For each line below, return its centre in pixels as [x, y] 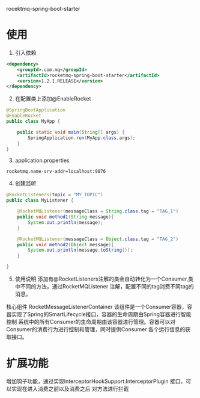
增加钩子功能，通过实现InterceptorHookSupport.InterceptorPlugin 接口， [96, 381]
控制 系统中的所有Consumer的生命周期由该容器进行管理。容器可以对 [91, 322]
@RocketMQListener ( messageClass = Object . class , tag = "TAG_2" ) [98, 239]
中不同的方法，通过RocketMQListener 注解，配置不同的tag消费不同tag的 [104, 287]
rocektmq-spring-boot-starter [43, 9]
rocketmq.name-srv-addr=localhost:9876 [56, 172]
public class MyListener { [40, 201]
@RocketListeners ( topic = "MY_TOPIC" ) [55, 195]
